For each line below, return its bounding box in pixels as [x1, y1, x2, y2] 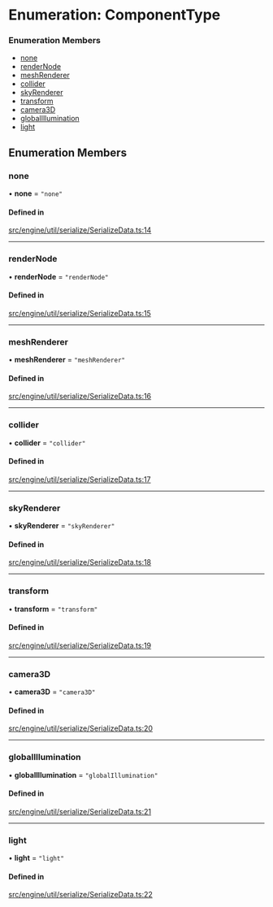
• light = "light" [8, 853, 65, 863]
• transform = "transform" [8, 604, 98, 614]
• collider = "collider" [8, 437, 86, 448]
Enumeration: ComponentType [8, 6, 221, 24]
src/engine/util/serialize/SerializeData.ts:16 [8, 392, 152, 401]
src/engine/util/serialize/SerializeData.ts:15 [8, 308, 152, 318]
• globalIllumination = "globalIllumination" [8, 770, 158, 779]
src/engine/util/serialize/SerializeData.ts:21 [8, 806, 152, 816]
